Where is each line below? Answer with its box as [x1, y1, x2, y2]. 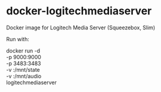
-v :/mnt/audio [6, 72, 42, 79]
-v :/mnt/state [6, 66, 40, 73]
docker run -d [6, 47, 41, 54]
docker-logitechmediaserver [6, 4, 152, 18]
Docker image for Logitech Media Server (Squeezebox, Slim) [6, 24, 156, 31]
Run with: [6, 35, 30, 42]
